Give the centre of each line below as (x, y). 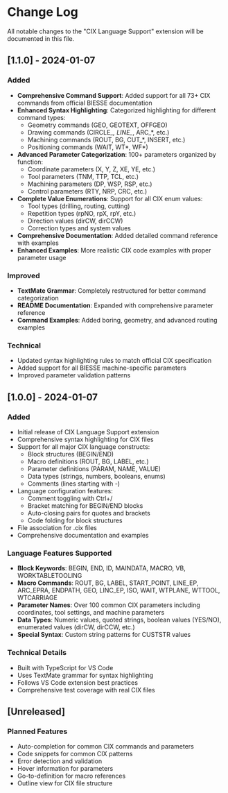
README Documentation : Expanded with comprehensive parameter (115, 305)
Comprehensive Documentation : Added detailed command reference (117, 235)
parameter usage (42, 257)
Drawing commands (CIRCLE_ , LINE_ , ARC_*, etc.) (98, 132)
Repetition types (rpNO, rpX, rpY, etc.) (82, 213)
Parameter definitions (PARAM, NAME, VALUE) (94, 468)
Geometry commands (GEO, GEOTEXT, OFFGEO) (97, 125)
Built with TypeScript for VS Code (65, 667)
